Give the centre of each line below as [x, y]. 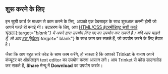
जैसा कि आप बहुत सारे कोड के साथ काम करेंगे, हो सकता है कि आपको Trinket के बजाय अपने [80, 54]
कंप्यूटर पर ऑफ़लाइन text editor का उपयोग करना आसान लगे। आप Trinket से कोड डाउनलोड [83, 60]
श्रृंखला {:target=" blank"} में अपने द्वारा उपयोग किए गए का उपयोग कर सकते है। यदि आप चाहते [82, 33]
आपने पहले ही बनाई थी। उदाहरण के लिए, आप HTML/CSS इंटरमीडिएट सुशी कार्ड [71, 27]
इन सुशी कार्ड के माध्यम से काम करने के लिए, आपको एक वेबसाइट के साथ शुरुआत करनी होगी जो [81, 21]
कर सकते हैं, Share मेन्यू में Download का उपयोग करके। [54, 65]
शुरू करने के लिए [25, 9]
